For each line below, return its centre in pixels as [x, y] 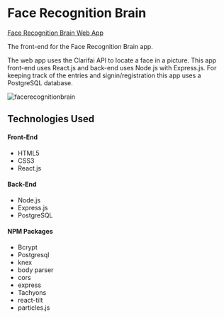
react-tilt [30, 300]
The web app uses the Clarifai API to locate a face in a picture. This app [112, 60]
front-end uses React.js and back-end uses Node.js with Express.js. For [112, 67]
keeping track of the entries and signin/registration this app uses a [104, 75]
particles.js [34, 308]
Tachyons [32, 292]
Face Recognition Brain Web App [56, 33]
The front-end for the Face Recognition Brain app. [80, 46]
